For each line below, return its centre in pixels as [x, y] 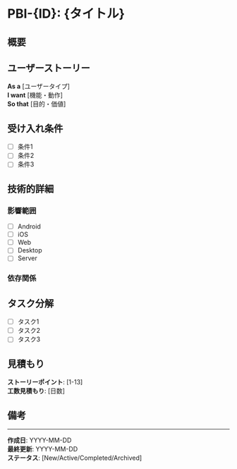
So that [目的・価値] [37, 104]
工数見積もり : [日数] [36, 391]
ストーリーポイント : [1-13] [45, 382]
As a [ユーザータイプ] [39, 86]
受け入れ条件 [35, 128]
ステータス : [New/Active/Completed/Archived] [75, 458]
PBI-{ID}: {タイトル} [66, 14]
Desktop [30, 250]
